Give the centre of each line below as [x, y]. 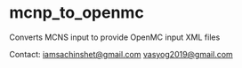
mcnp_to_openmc [77, 13]
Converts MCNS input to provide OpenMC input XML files [115, 37]
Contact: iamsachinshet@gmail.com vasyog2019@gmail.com [121, 54]
